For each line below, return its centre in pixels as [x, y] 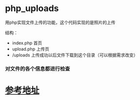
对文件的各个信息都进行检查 [38, 69]
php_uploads [32, 8]
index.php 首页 [27, 43]
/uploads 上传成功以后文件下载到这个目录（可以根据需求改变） [75, 55]
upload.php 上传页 [31, 49]
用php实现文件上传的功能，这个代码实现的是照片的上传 [60, 22]
